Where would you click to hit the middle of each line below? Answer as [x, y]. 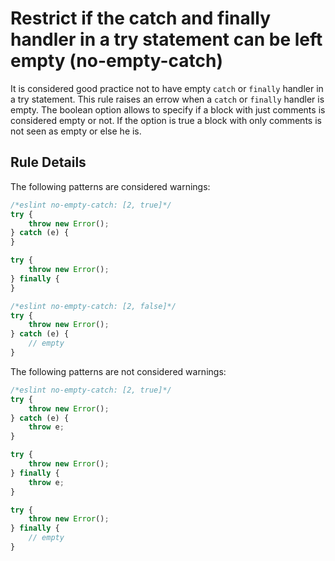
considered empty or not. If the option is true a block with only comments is [166, 120]
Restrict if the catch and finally [141, 18]
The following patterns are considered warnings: [110, 186]
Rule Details [48, 162]
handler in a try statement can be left [166, 39]
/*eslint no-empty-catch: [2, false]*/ [93, 306]
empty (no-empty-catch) [117, 61]
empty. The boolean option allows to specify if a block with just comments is [168, 109]
